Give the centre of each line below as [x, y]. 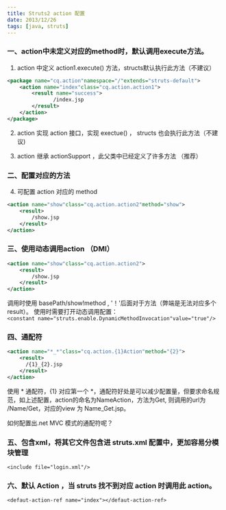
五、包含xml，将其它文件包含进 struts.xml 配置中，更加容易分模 [113, 442]
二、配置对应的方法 [39, 175]
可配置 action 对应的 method [57, 192]
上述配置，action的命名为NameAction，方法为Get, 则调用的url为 [115, 400]
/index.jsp [68, 100]
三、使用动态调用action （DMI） [61, 249]
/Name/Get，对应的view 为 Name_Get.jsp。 [68, 408]
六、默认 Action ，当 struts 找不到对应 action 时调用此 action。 [112, 486]
